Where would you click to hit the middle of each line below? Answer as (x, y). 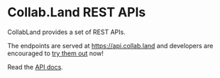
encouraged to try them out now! (56, 53)
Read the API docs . (35, 67)
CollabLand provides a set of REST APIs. (66, 32)
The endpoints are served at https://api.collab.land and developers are (110, 45)
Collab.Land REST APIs (77, 12)
